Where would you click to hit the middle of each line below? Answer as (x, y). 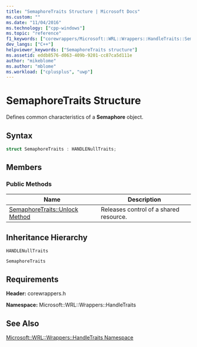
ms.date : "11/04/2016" (34, 22)
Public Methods (29, 184)
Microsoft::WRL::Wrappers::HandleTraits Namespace (70, 338)
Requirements (32, 279)
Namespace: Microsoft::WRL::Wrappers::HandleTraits (71, 305)
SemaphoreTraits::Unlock (44, 209)
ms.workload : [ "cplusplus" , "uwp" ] (50, 72)
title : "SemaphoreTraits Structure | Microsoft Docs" (73, 11)
